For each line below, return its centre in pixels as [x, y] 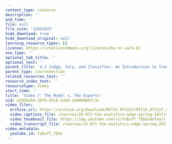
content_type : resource [31, 10]
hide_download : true [27, 34]
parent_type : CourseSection [35, 72]
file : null [17, 24]
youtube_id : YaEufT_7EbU [36, 133]
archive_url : [24, 110]
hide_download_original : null [38, 39]
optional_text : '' [25, 62]
